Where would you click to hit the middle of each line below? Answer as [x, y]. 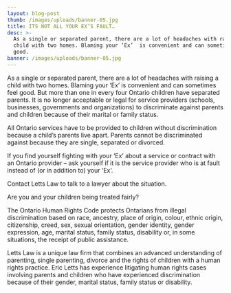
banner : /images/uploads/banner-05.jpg [64, 58]
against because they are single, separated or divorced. [86, 142]
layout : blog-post [33, 13]
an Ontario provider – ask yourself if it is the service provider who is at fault [113, 163]
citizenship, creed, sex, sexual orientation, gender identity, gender [101, 225]
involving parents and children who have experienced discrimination [104, 274]
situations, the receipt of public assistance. [68, 239]
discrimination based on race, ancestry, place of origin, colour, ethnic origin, [115, 217]
